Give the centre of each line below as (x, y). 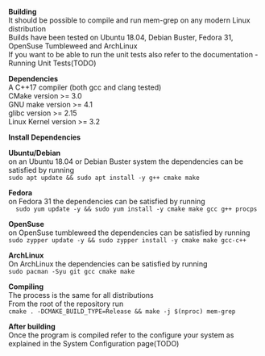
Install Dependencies (45, 137)
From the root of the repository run (66, 304)
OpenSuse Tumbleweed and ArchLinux (73, 46)
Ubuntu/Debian (35, 153)
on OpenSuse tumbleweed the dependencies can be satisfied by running (129, 232)
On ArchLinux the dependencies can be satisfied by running (108, 264)
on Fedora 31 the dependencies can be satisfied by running (107, 201)
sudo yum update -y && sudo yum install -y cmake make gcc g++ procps (137, 209)
